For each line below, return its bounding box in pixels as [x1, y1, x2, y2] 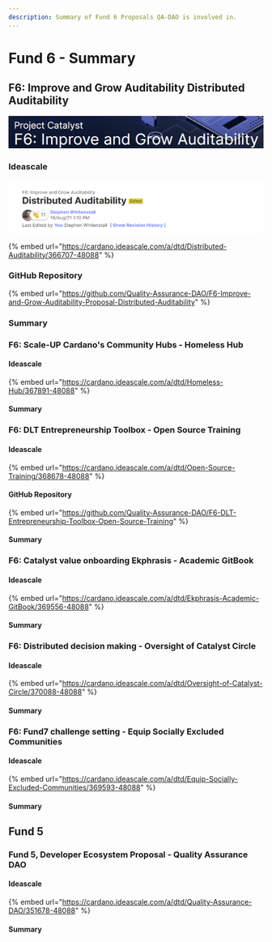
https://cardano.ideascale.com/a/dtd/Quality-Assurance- [62, 897, 253, 907]
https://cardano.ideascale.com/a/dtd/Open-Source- [62, 462, 236, 472]
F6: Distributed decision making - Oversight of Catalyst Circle [8, 641, 257, 652]
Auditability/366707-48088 [8, 249, 100, 259]
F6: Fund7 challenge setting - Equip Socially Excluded [8, 726, 224, 737]
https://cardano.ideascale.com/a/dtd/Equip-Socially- [62, 774, 239, 783]
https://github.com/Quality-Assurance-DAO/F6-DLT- [62, 507, 237, 518]
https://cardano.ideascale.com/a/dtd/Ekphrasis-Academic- [62, 593, 260, 603]
